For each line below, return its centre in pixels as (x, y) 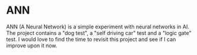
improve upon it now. (32, 46)
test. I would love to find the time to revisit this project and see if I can (91, 39)
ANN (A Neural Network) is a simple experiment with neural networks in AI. (98, 27)
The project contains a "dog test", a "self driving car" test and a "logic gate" (99, 33)
